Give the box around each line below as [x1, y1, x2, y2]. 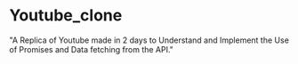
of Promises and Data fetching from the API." [9, 44, 173, 54]
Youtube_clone [9, 5, 123, 26]
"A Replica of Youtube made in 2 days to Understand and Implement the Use [9, 35, 289, 45]
